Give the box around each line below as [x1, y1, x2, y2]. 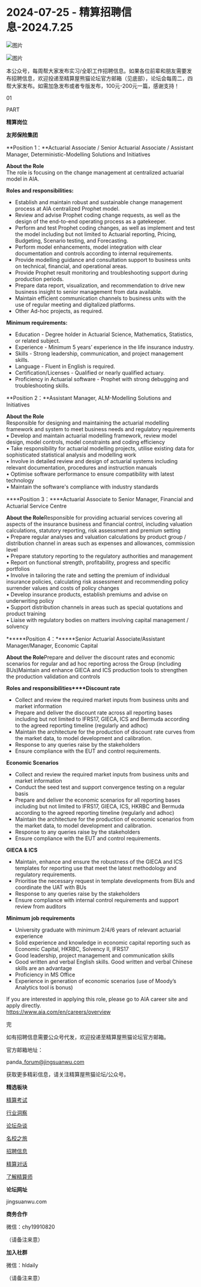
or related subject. [14, 337, 61, 344]
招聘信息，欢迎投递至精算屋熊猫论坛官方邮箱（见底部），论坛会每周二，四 [11, 75, 193, 82]
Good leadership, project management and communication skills [14, 952, 175, 959]
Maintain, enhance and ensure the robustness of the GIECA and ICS [14, 858, 183, 865]
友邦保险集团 [6, 131, 38, 139]
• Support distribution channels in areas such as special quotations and [6, 603, 183, 611]
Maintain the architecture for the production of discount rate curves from [14, 728, 195, 735]
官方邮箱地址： [6, 1046, 43, 1053]
